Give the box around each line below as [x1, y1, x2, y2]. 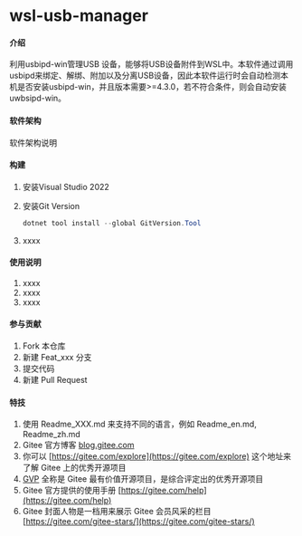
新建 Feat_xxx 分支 [22, 352, 92, 363]
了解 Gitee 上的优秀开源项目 [22, 463, 127, 474]
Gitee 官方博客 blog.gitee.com [22, 440, 135, 451]
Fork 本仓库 [22, 340, 66, 351]
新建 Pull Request [22, 375, 88, 386]
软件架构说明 [9, 137, 57, 148]
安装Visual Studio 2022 [22, 181, 110, 192]
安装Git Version [22, 200, 80, 211]
